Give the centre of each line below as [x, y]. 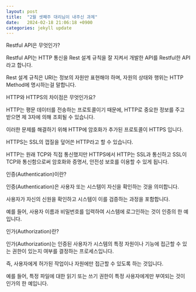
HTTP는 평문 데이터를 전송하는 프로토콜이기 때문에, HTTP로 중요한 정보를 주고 [95, 110]
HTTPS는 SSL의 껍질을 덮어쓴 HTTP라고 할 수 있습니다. [70, 142]
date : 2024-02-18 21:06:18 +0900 [49, 22]
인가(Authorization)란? [33, 232]
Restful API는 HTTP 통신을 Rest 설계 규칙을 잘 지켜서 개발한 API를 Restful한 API [98, 58]
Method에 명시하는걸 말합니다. [41, 85]
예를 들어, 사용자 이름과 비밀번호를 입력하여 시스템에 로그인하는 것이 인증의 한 [94, 212]
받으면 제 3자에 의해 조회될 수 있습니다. [51, 117]
